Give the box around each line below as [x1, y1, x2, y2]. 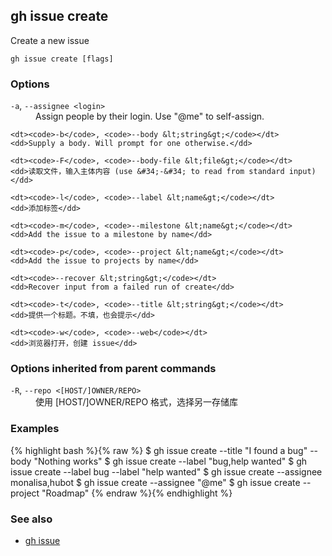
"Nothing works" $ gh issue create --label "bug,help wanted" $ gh [33, 455, 308, 467]
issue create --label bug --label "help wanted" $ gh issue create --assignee [10, 465, 323, 478]
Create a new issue [10, 34, 90, 46]
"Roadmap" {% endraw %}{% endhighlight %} [41, 487, 233, 499]
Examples [10, 422, 60, 436]
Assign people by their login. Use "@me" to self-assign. [35, 110, 265, 123]
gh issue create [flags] [10, 54, 114, 64]
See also [10, 512, 53, 526]
